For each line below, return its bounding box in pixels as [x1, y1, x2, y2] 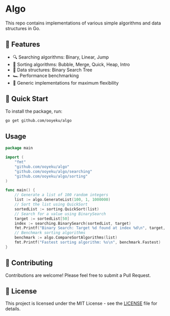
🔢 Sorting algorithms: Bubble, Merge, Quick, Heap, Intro [12, 61, 130, 67]
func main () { [5, 188, 36, 193]
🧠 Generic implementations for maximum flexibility [12, 80, 119, 86]
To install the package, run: [5, 108, 63, 114]
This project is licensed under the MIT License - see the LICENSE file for [5, 300, 157, 306]
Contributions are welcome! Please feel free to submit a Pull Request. [5, 272, 151, 278]
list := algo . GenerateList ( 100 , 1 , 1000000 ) [14, 197, 111, 202]
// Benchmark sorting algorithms [14, 230, 86, 235]
